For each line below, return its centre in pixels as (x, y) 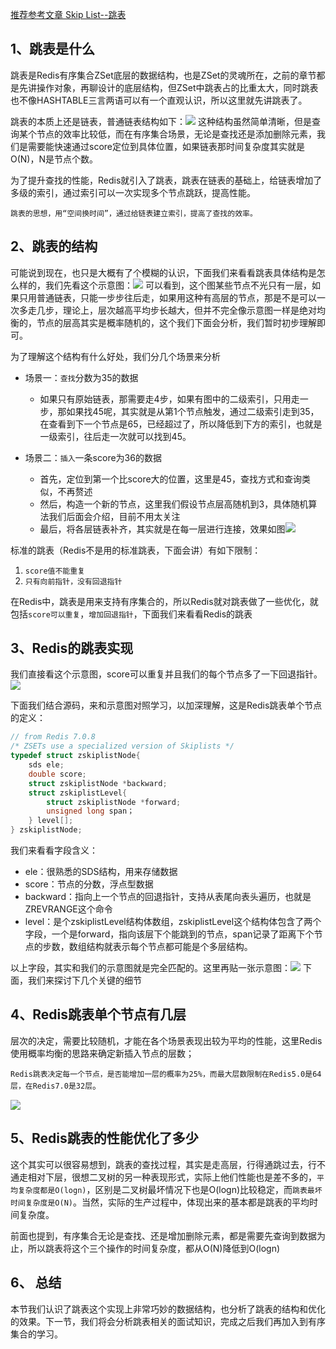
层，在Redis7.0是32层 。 (56, 1085)
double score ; (57, 774)
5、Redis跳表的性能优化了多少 (104, 1138)
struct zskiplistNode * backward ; (98, 783)
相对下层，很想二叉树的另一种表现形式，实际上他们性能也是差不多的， (172, 1177)
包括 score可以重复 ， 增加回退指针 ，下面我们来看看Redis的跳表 (131, 614)
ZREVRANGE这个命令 (68, 909)
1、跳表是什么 (53, 49)
